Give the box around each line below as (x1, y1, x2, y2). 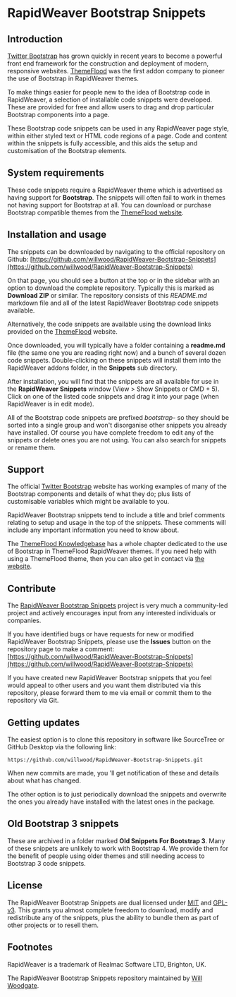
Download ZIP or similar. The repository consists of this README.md (7, 291, 208, 299)
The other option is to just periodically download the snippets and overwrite (7, 790, 227, 799)
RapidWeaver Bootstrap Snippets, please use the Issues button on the (7, 637, 211, 646)
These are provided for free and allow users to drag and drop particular (7, 103, 215, 111)
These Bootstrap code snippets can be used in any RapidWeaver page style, (7, 124, 230, 132)
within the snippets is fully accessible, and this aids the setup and (7, 139, 198, 147)
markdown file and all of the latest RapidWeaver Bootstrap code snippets (7, 298, 219, 307)
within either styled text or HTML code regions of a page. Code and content (7, 132, 228, 140)
